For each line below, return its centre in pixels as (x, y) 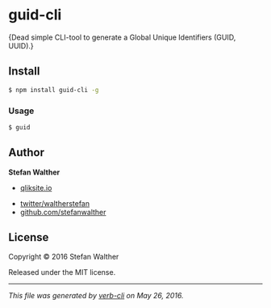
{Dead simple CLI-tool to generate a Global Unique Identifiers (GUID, (122, 37)
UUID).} (21, 45)
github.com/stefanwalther (63, 212)
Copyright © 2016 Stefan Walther (64, 257)
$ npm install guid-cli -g (54, 90)
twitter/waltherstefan (55, 203)
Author (26, 152)
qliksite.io (36, 188)
